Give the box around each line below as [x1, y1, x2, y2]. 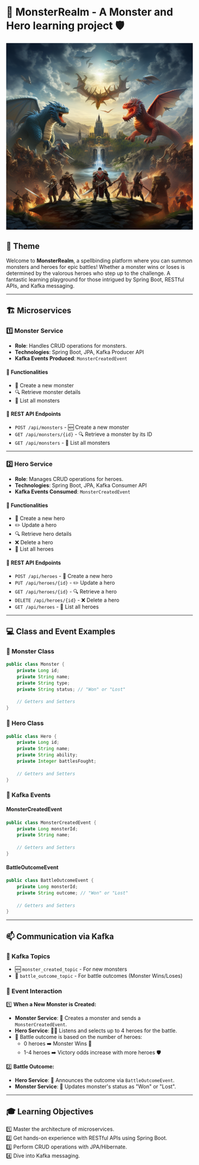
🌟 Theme [6, 241, 40, 251]
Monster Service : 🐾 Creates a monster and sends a [14, 1015, 141, 1022]
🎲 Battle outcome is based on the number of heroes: [14, 1034, 143, 1041]
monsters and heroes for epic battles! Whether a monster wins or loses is [6, 263, 185, 270]
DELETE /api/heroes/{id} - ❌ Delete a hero [14, 596, 120, 604]
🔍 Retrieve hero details [14, 530, 72, 538]
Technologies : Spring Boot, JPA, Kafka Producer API [14, 349, 144, 356]
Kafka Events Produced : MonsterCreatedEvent [14, 355, 127, 362]
